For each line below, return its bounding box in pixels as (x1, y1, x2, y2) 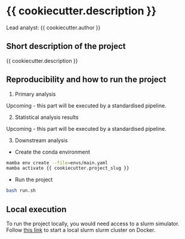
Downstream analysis (14, 136, 68, 144)
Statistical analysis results (14, 114, 79, 121)
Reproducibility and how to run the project (6, 75, 166, 85)
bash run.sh (6, 188, 36, 194)
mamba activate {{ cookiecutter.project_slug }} (6, 166, 129, 171)
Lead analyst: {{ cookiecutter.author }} (6, 24, 101, 31)
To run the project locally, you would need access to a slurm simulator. (6, 220, 180, 227)
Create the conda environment (14, 148, 91, 155)
